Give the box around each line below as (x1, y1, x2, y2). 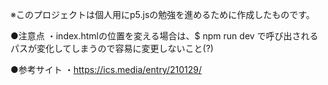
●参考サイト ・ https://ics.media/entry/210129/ (10, 64, 203, 75)
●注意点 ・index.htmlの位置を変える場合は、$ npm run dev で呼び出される (10, 30, 319, 42)
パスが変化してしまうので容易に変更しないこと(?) (10, 43, 214, 54)
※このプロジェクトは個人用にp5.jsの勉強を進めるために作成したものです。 (10, 9, 315, 20)
